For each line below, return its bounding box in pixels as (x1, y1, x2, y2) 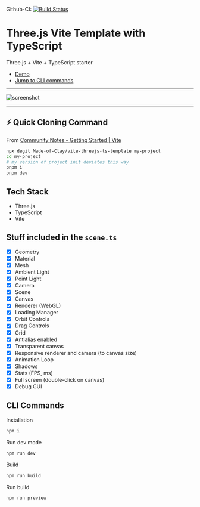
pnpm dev (6, 170, 28, 176)
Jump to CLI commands (14, 76, 74, 84)
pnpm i (6, 165, 23, 171)
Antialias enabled (14, 336, 58, 343)
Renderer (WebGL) (14, 302, 61, 310)
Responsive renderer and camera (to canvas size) (14, 349, 137, 356)
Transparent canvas (14, 342, 64, 350)
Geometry (14, 248, 40, 255)
